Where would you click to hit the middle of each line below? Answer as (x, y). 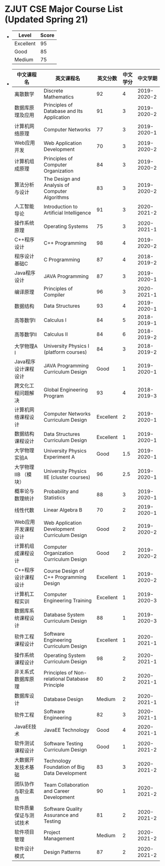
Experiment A (59, 457)
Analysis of (56, 185)
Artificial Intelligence (67, 213)
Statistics (54, 498)
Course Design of (64, 571)
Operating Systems (66, 226)
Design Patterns (62, 852)
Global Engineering (66, 390)
